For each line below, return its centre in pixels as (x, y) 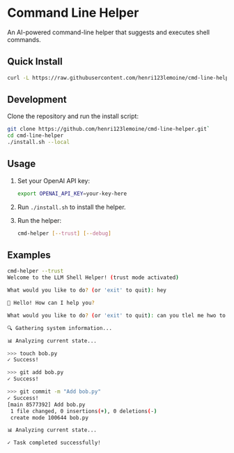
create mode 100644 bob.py (49, 417)
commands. (24, 39)
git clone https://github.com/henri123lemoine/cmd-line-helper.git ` (109, 129)
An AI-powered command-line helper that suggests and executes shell (109, 32)
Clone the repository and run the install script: (73, 116)
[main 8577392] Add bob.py (46, 404)
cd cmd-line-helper (36, 136)
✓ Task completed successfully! (54, 443)
